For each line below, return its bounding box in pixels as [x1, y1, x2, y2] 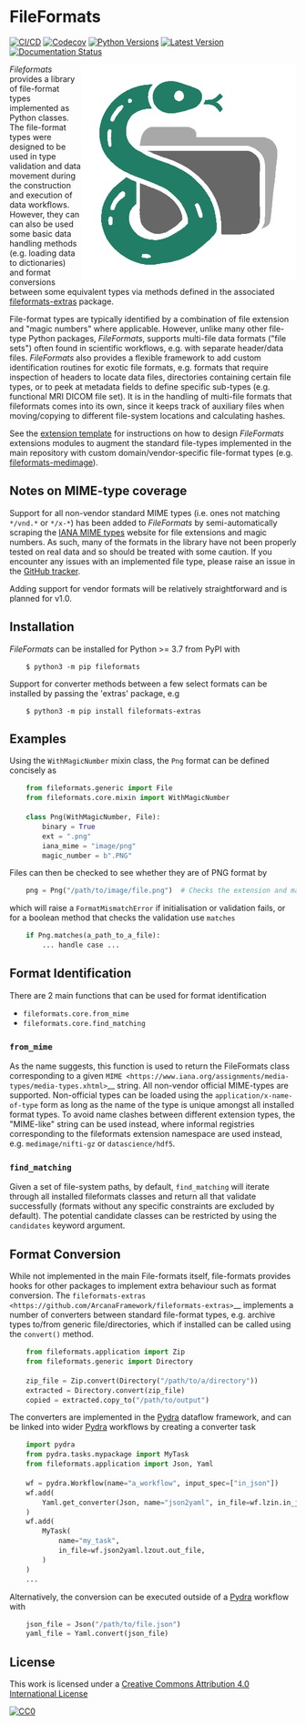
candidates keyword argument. [9, 1220, 126, 1231]
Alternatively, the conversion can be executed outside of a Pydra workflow [9, 1591, 290, 1602]
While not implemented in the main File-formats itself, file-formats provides [9, 1271, 291, 1282]
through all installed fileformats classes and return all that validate [9, 1191, 257, 1202]
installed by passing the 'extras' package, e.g [9, 687, 180, 698]
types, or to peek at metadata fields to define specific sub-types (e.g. [9, 381, 270, 392]
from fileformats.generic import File [25, 784, 173, 793]
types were [9, 131, 52, 142]
